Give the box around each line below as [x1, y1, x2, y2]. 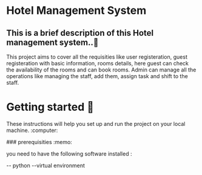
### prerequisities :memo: [6, 138, 73, 145]
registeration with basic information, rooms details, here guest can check [6, 60, 189, 67]
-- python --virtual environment [6, 162, 85, 169]
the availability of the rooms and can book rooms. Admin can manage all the [6, 66, 197, 73]
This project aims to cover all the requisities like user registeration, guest [6, 53, 188, 61]
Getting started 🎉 [6, 101, 94, 114]
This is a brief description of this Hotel [6, 28, 153, 38]
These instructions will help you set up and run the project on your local [6, 120, 186, 127]
